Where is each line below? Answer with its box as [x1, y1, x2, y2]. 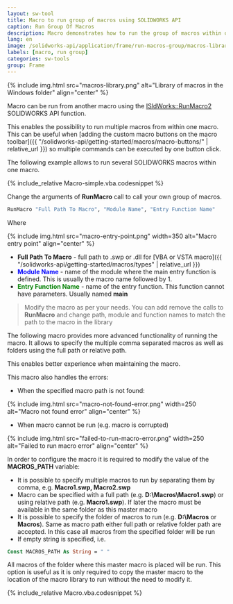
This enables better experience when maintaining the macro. [7, 359, 181, 368]
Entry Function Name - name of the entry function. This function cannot [17, 282, 225, 290]
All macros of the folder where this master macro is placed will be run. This [7, 560, 222, 569]
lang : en [7, 36, 33, 43]
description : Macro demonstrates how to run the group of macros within [7, 29, 222, 37]
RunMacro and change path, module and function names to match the [24, 310, 226, 319]
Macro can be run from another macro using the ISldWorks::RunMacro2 [7, 101, 212, 110]
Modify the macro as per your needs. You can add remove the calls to [24, 303, 224, 311]
